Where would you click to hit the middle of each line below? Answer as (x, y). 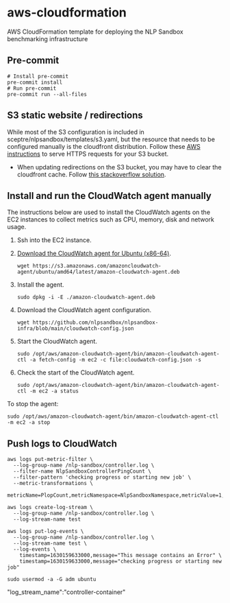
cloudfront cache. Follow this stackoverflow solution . (91, 174)
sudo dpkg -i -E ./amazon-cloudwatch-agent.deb (86, 297)
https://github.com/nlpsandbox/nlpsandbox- (95, 323)
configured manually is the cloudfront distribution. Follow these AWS (104, 146)
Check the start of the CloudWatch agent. (76, 373)
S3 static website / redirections (75, 116)
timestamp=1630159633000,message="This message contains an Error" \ (121, 556)
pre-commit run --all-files (47, 94)
